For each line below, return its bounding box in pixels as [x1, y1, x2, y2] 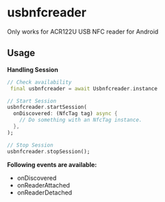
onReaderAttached [16, 181, 71, 189]
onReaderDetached [16, 188, 73, 197]
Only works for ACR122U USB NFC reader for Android [7, 27, 159, 36]
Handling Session [7, 65, 58, 73]
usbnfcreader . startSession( [7, 104, 88, 111]
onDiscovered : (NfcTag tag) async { [13, 110, 118, 117]
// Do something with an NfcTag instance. [19, 116, 142, 124]
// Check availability [7, 79, 72, 86]
